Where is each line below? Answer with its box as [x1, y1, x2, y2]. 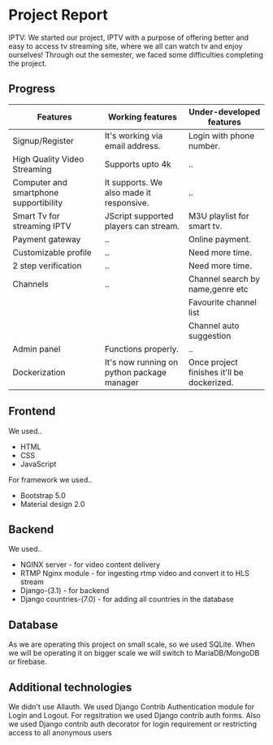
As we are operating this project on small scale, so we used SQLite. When [8, 639, 256, 649]
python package [104, 366, 167, 378]
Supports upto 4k [104, 158, 171, 170]
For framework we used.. [8, 474, 93, 484]
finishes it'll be [188, 366, 244, 378]
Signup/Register [12, 135, 75, 146]
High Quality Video [12, 153, 84, 164]
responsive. [104, 197, 149, 208]
